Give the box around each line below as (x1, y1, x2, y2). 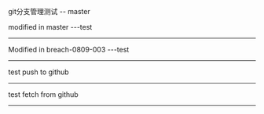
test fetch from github (8, 90, 79, 99)
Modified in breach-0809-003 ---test (8, 45, 130, 54)
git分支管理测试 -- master (8, 7, 90, 16)
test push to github (8, 67, 69, 77)
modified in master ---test (8, 23, 93, 31)
